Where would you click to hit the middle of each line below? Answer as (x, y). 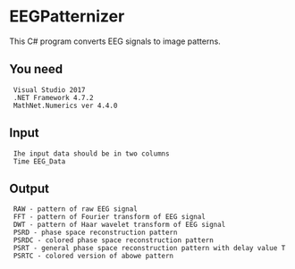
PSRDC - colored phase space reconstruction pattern (114, 240)
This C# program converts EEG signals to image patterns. (115, 41)
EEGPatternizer (67, 17)
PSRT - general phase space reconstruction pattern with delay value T (149, 248)
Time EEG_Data (39, 161)
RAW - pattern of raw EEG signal (76, 209)
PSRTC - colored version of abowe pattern (93, 256)
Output (29, 188)
